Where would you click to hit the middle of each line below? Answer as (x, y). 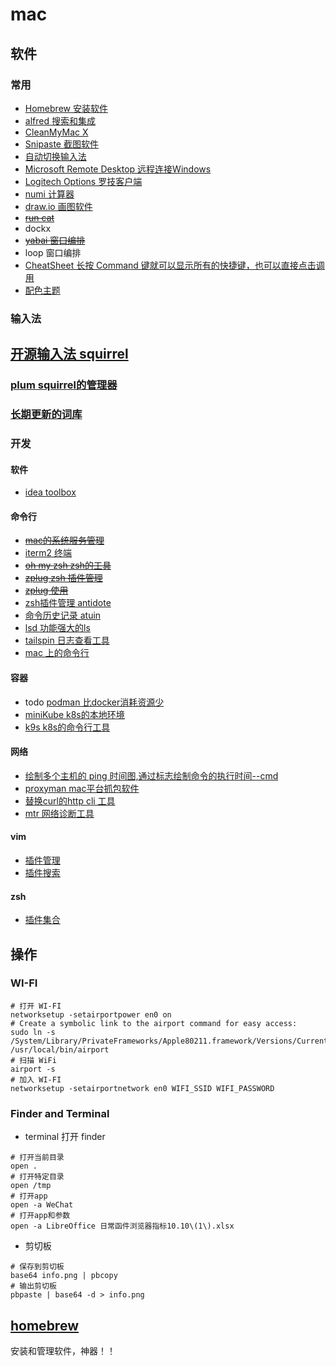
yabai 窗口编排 (55, 240)
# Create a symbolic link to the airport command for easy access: (154, 1023)
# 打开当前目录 (37, 1158)
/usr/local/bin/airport (60, 1049)
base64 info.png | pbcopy (64, 1276)
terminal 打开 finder (65, 1137)
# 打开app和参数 (40, 1216)
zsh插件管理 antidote (68, 603)
